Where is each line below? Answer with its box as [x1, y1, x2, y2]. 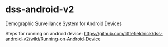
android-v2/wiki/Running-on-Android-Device [5, 36, 101, 42]
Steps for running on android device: [5, 30, 83, 36]
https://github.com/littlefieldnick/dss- [84, 30, 163, 36]
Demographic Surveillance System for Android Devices [5, 20, 122, 27]
